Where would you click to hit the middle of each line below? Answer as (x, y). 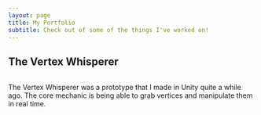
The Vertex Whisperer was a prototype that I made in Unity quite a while (125, 88)
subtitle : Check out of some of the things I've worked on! (109, 30)
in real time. (27, 104)
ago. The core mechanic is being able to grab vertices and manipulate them (130, 95)
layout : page (29, 15)
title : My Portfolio (42, 23)
